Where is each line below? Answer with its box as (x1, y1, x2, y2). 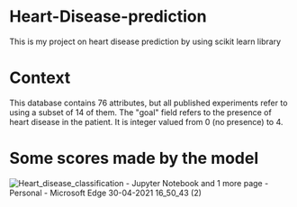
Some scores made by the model (9, 148, 259, 168)
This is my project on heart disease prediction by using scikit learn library (9, 36, 282, 47)
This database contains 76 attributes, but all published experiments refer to (9, 97, 288, 108)
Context (9, 67, 71, 88)
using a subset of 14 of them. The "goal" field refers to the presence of (9, 106, 272, 118)
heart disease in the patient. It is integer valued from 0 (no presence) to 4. (9, 116, 283, 127)
